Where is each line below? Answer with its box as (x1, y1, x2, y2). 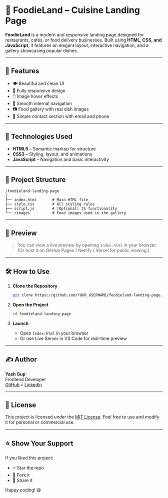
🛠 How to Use (5, 267, 50, 275)
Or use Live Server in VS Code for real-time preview (19, 335, 127, 341)
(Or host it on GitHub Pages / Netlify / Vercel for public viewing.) (17, 247, 150, 253)
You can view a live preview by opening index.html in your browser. (17, 242, 157, 248)
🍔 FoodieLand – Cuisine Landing (5, 4, 140, 16)
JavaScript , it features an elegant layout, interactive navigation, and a (5, 42, 149, 48)
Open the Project (12, 301, 48, 307)
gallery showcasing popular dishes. (5, 47, 78, 53)
